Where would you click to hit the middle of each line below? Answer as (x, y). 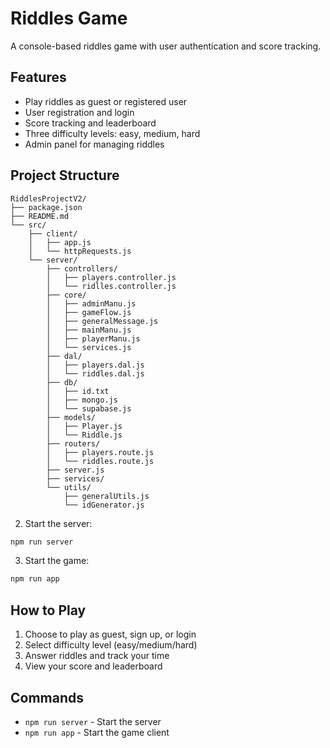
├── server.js (75, 470)
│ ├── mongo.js (82, 400)
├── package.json (46, 207)
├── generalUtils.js (106, 496)
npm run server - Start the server (93, 721)
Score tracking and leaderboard (90, 123)
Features (38, 77)
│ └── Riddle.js (84, 435)
